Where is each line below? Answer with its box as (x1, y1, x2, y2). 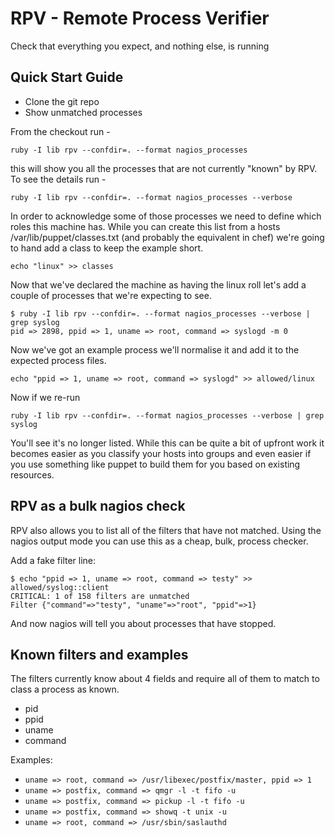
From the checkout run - (10, 125, 111, 137)
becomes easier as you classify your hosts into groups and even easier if (10, 447, 312, 459)
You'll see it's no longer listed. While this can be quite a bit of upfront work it (10, 437, 325, 449)
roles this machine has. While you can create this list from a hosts (10, 220, 281, 232)
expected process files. (10, 354, 107, 366)
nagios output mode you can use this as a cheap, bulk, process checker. (10, 535, 309, 547)
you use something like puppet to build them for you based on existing (10, 458, 301, 470)
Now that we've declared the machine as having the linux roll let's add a (10, 278, 307, 291)
